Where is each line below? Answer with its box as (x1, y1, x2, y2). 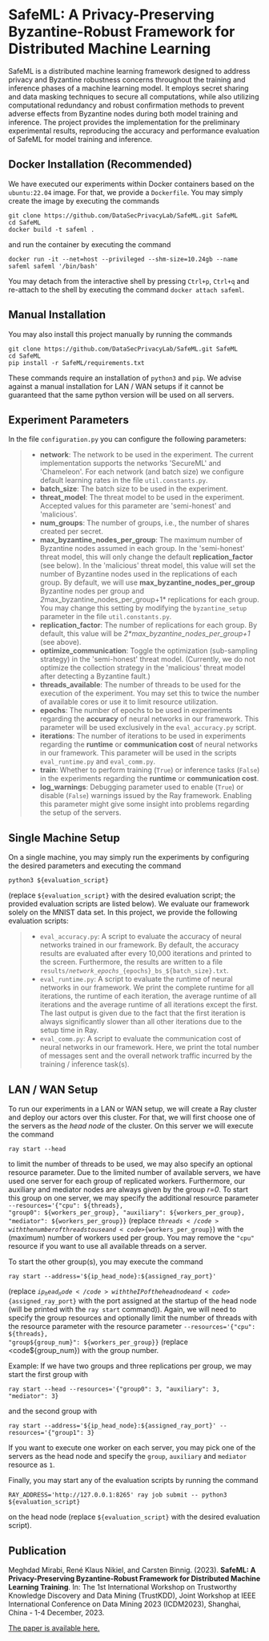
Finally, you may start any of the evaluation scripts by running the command (8, 1476, 259, 1485)
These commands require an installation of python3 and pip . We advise (8, 373, 242, 383)
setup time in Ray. (39, 1025, 99, 1035)
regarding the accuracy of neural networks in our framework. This (39, 714, 259, 723)
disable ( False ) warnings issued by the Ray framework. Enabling (39, 791, 252, 800)
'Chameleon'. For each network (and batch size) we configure (39, 467, 244, 476)
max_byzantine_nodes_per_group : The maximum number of (39, 535, 243, 545)
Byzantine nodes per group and (39, 586, 145, 596)
